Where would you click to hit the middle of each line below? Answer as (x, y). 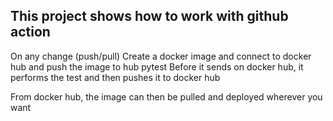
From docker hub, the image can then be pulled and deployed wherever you (166, 96)
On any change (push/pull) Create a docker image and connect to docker (161, 56)
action (30, 32)
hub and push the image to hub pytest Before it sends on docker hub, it (157, 66)
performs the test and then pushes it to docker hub (115, 77)
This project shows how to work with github (149, 16)
